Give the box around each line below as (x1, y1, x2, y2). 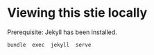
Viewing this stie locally (7, 5, 148, 21)
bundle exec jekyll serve (7, 41, 92, 48)
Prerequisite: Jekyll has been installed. (7, 28, 118, 36)
